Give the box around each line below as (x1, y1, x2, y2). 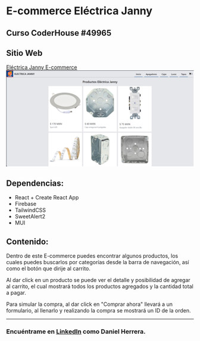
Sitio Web (6, 48, 43, 58)
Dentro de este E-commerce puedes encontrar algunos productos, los (6, 252, 179, 259)
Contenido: (6, 236, 49, 246)
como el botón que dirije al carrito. (6, 265, 91, 272)
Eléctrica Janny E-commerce (6, 64, 77, 71)
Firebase (14, 201, 37, 208)
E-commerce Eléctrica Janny (6, 4, 153, 18)
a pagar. (6, 289, 27, 296)
